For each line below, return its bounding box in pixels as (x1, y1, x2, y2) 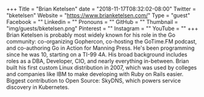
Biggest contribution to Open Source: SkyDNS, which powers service (6, 77, 181, 84)
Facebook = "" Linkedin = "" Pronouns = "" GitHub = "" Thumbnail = (6, 18, 178, 25)
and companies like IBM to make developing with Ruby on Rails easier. (6, 71, 184, 77)
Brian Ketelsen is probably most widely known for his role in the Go (6, 31, 176, 39)
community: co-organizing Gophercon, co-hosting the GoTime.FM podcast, (6, 38, 197, 45)
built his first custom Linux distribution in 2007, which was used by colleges (6, 64, 197, 71)
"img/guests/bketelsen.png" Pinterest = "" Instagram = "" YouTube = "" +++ (6, 25, 198, 32)
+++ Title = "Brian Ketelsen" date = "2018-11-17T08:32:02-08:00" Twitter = (6, 6, 197, 12)
